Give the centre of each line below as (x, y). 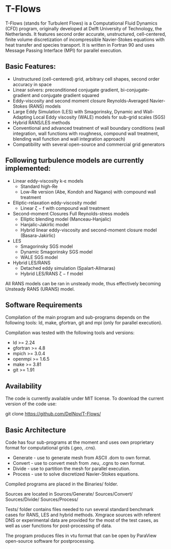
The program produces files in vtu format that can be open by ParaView (81, 536)
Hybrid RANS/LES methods (41, 122)
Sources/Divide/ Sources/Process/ (42, 499)
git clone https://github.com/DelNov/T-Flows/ (53, 414)
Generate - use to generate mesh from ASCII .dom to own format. (82, 458)
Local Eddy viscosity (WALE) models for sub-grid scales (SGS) (99, 117)
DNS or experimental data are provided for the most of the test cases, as (82, 520)
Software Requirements (44, 305)
